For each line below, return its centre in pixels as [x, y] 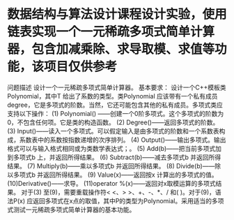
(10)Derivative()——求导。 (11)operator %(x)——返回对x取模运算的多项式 [111, 183]
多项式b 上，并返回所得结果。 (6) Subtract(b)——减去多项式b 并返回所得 [117, 157]
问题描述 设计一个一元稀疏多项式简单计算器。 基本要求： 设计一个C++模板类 [117, 87]
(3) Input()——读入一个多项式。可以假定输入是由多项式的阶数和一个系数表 [113, 131]
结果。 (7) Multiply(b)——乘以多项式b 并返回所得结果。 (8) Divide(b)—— [111, 166]
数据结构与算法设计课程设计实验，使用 [117, 14]
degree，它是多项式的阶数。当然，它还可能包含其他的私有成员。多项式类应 [115, 105]
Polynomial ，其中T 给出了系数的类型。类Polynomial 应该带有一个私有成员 [112, 96]
